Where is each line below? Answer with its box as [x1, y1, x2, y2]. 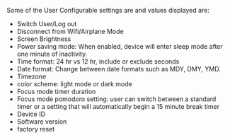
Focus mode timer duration [16, 88, 96, 95]
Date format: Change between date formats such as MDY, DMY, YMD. [16, 65, 221, 73]
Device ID [16, 110, 46, 118]
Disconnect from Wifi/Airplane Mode [16, 28, 125, 35]
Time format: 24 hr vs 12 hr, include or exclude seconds [16, 57, 180, 66]
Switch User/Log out [16, 20, 77, 28]
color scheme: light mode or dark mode [16, 80, 132, 88]
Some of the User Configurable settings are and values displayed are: [6, 6, 209, 14]
